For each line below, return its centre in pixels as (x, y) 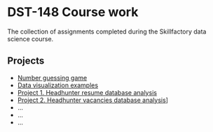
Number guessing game (52, 78)
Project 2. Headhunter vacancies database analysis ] (92, 100)
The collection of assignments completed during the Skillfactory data (107, 31)
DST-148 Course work (73, 12)
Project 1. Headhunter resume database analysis (87, 92)
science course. (30, 38)
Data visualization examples (58, 85)
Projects (26, 61)
